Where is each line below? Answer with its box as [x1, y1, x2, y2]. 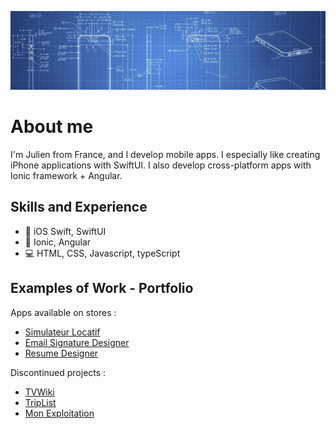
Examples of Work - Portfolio [10, 280, 194, 297]
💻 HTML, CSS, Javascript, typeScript [24, 247, 181, 259]
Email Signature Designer [24, 336, 130, 348]
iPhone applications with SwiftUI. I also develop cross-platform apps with [10, 159, 312, 171]
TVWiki [24, 386, 55, 398]
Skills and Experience [10, 199, 148, 216]
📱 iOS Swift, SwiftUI [24, 225, 107, 237]
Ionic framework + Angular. [10, 169, 123, 181]
